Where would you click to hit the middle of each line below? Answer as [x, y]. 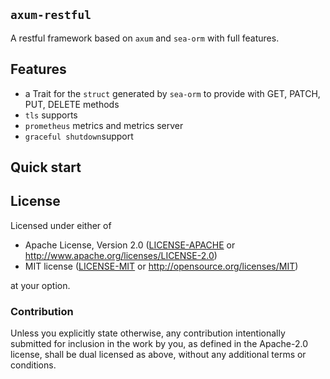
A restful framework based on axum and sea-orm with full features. [145, 38]
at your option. [40, 285]
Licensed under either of [61, 225]
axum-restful [51, 15]
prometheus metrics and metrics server [104, 125]
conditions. [33, 365]
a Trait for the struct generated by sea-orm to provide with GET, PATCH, [172, 93]
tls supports [51, 115]
